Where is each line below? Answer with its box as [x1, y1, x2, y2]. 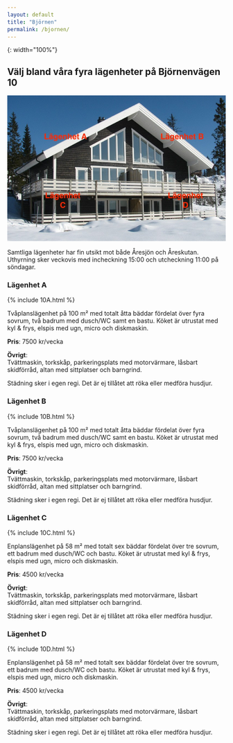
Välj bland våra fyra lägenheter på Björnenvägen [7, 66, 221, 78]
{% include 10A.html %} [7, 296, 76, 305]
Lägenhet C [7, 513, 47, 522]
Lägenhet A [7, 280, 47, 290]
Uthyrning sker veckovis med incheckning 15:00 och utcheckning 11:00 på [7, 255, 219, 264]
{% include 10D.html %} [7, 645, 75, 654]
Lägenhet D [7, 629, 47, 638]
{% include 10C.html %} [7, 529, 76, 537]
